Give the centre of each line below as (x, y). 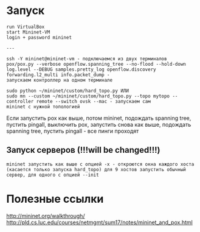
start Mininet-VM (28, 32)
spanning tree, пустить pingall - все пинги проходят (73, 131)
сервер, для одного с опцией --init (53, 175)
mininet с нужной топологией (43, 107)
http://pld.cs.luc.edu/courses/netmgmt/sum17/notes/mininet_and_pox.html (99, 222)
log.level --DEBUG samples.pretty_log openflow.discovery (81, 69)
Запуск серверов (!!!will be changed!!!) (83, 150)
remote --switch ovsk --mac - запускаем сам (93, 101)
